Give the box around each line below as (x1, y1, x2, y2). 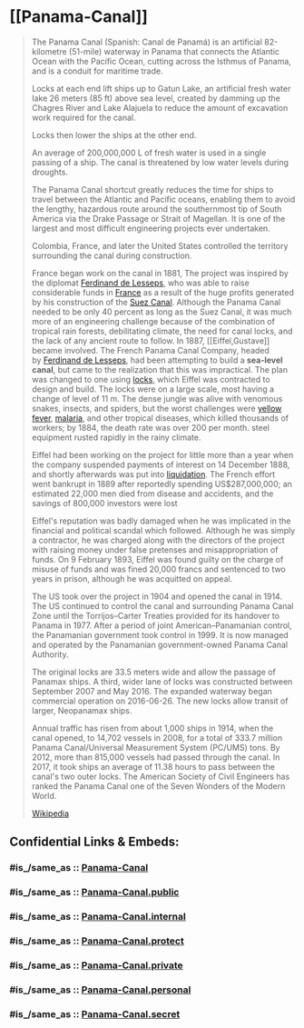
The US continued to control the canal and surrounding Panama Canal (31, 600, 294, 611)
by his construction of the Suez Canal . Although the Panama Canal (31, 296, 281, 307)
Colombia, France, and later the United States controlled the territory (31, 240, 289, 251)
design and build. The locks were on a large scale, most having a (31, 384, 275, 394)
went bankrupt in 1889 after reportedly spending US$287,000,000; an (31, 478, 293, 489)
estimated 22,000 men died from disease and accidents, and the (31, 488, 274, 499)
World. (31, 790, 57, 801)
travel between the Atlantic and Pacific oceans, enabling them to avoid (31, 194, 296, 205)
